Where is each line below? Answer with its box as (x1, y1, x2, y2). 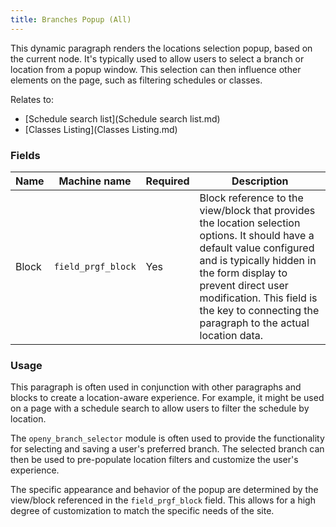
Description (231, 174, 289, 188)
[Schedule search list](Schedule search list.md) (24, 112, 221, 125)
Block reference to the (199, 191, 304, 205)
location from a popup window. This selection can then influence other (10, 63, 302, 75)
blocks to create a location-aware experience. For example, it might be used (10, 392, 325, 404)
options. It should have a (199, 228, 315, 242)
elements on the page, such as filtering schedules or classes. (10, 74, 263, 86)
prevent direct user (199, 278, 289, 292)
